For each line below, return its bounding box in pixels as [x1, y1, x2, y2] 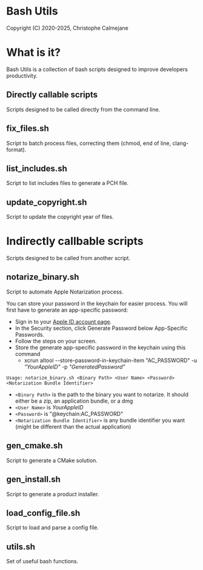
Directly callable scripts [6, 90, 98, 100]
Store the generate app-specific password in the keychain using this [15, 344, 186, 351]
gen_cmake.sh [6, 441, 63, 451]
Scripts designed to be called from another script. [6, 255, 131, 262]
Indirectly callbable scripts [6, 235, 144, 248]
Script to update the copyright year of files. [6, 213, 114, 221]
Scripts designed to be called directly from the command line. [6, 106, 161, 113]
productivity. [6, 72, 38, 79]
